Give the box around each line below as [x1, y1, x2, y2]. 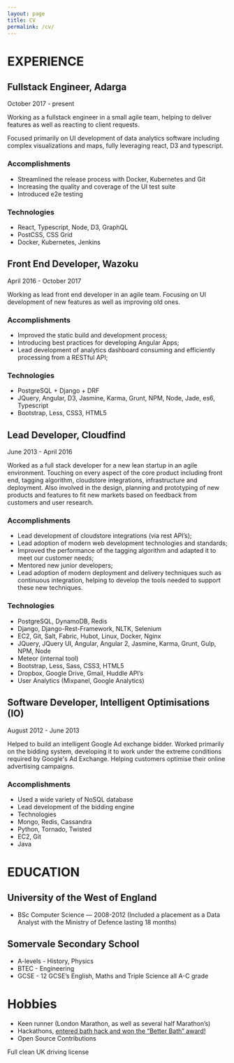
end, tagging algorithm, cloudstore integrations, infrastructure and [7, 476, 198, 484]
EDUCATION [7, 865, 80, 881]
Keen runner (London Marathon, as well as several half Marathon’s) [17, 1019, 211, 1027]
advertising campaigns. [7, 762, 75, 770]
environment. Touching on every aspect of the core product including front [7, 469, 223, 477]
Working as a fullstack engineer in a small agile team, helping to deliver [7, 113, 212, 122]
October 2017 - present [7, 99, 75, 108]
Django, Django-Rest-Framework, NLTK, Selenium [17, 624, 162, 632]
